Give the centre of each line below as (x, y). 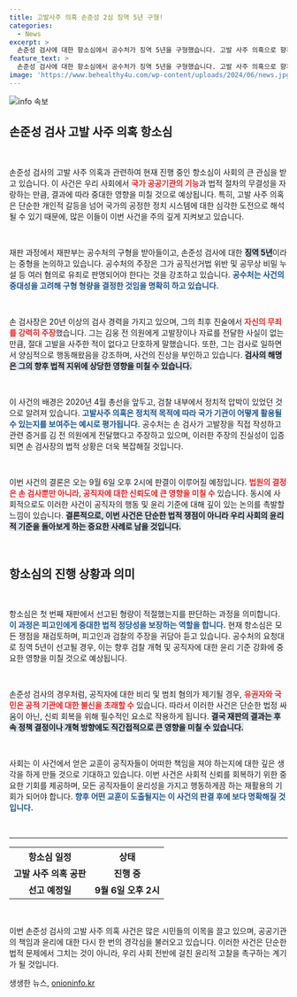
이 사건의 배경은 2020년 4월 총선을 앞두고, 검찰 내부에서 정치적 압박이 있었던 (141, 402)
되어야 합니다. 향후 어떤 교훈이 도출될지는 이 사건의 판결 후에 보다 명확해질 (151, 797)
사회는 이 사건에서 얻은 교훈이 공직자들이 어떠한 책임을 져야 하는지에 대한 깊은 (142, 763)
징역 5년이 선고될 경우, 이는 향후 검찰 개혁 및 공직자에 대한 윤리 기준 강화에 (146, 647)
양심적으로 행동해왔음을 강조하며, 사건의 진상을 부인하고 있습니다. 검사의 (142, 354)
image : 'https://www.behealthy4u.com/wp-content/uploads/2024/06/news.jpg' (152, 75)
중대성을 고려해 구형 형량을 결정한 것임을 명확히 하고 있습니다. (114, 285)
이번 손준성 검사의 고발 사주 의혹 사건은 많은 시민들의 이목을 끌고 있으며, (133, 931)
